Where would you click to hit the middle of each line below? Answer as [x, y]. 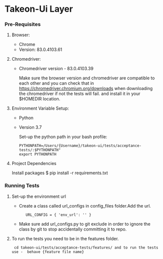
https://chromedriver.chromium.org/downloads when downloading [86, 89]
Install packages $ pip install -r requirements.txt [60, 173]
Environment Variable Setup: [40, 108]
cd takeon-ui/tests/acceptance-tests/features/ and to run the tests [86, 247]
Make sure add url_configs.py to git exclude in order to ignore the [85, 224]
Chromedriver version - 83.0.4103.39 [56, 69]
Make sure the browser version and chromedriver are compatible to [87, 78]
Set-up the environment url [39, 196]
